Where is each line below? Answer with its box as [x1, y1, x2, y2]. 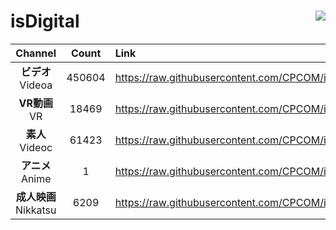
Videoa [19, 78, 53, 92]
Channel [15, 46, 57, 60]
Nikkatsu [15, 203, 57, 217]
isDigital [10, 10, 80, 33]
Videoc [19, 140, 53, 154]
